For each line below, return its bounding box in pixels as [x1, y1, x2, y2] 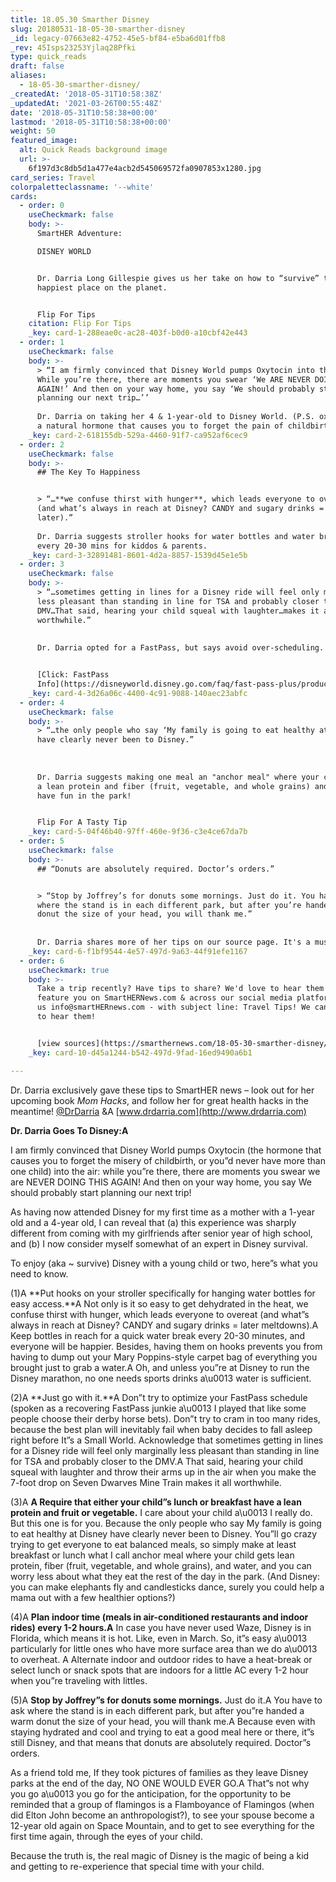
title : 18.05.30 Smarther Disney [10, 14, 150, 25]
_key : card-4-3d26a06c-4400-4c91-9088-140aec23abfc [28, 688, 248, 698]
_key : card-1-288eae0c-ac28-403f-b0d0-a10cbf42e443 [28, 328, 248, 338]
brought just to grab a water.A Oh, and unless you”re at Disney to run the [10, 1361, 310, 1373]
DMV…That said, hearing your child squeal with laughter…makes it [36, 606, 320, 616]
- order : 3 [19, 559, 65, 570]
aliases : [10, 71, 47, 81]
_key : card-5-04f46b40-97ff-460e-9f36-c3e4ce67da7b [28, 827, 248, 837]
